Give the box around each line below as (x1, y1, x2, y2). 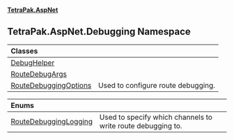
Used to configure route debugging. (98, 81, 216, 91)
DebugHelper (10, 58, 55, 68)
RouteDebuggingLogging (10, 117, 93, 127)
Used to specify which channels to (99, 112, 212, 122)
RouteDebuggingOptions (10, 81, 92, 91)
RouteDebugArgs (10, 70, 68, 79)
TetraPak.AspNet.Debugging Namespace (7, 25, 192, 38)
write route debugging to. (99, 121, 182, 131)
